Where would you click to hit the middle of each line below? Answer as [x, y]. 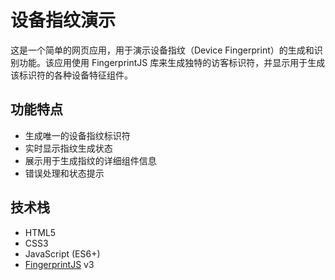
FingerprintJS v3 [59, 264]
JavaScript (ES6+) [62, 253]
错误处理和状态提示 [64, 173]
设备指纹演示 [63, 20]
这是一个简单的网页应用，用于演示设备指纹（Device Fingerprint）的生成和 [162, 50]
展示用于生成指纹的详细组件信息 [90, 160]
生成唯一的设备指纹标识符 [77, 135]
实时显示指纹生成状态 [68, 148]
